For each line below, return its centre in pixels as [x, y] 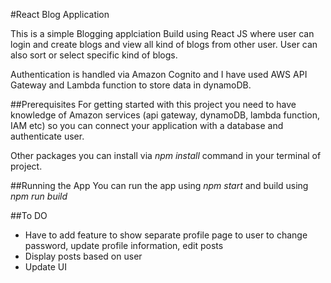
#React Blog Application [60, 14]
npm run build [39, 196]
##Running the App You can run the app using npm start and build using [159, 185]
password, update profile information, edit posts [124, 245]
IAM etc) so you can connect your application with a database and [147, 125]
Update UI [45, 267]
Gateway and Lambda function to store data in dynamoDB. [131, 85]
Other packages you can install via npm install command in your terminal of [166, 155]
